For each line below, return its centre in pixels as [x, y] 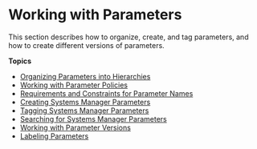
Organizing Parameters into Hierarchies [85, 76]
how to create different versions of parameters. [86, 45]
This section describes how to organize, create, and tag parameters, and [128, 37]
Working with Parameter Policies [74, 85]
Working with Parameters [95, 15]
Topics [20, 61]
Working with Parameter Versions [75, 127]
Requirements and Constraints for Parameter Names [106, 93]
